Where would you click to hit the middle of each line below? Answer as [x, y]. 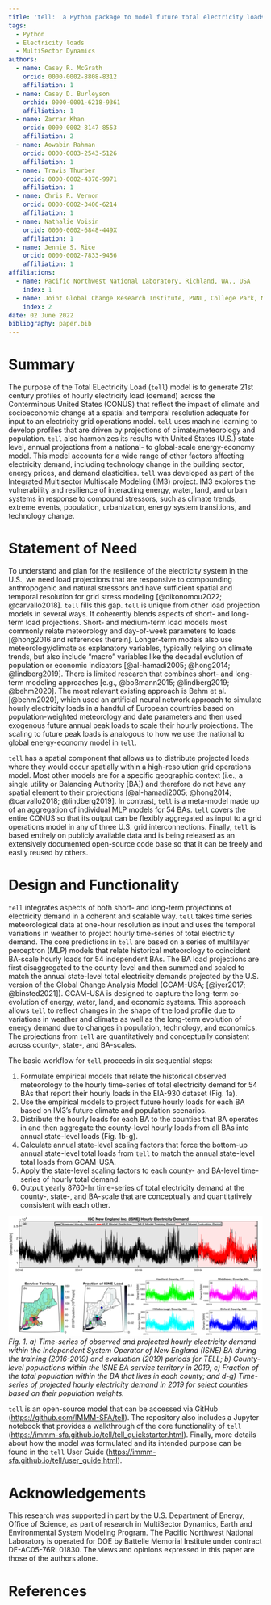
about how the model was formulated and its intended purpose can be [125, 1443]
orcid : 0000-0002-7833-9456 [70, 256]
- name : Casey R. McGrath [59, 69]
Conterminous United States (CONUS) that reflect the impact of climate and [134, 405]
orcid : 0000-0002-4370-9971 [70, 179]
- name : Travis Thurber [55, 170]
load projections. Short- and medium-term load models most [126, 622]
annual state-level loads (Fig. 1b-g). [79, 1136]
